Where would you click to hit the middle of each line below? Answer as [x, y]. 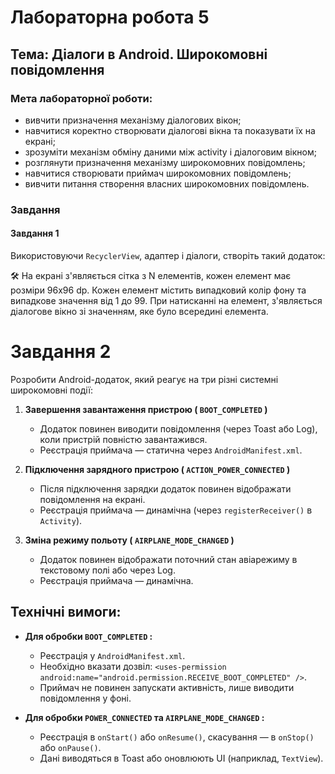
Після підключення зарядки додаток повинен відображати [165, 488]
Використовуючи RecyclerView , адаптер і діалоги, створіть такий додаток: [168, 255]
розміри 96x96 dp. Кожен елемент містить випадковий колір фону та [158, 290]
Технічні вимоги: [66, 612]
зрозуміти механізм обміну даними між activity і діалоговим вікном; [170, 152]
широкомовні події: [51, 390]
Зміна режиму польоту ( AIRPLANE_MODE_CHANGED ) [129, 540]
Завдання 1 [35, 233]
